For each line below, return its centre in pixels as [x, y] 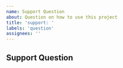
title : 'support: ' [30, 22]
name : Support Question [35, 12]
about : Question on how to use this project [62, 17]
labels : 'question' [30, 28]
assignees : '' [24, 34]
